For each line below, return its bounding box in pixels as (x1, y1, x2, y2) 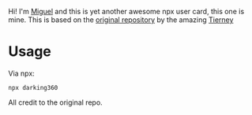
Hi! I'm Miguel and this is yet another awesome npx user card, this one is (8, 7, 245, 16)
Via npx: (8, 69, 36, 78)
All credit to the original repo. (8, 98, 103, 107)
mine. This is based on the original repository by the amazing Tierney (8, 15, 234, 24)
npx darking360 (8, 83, 58, 91)
